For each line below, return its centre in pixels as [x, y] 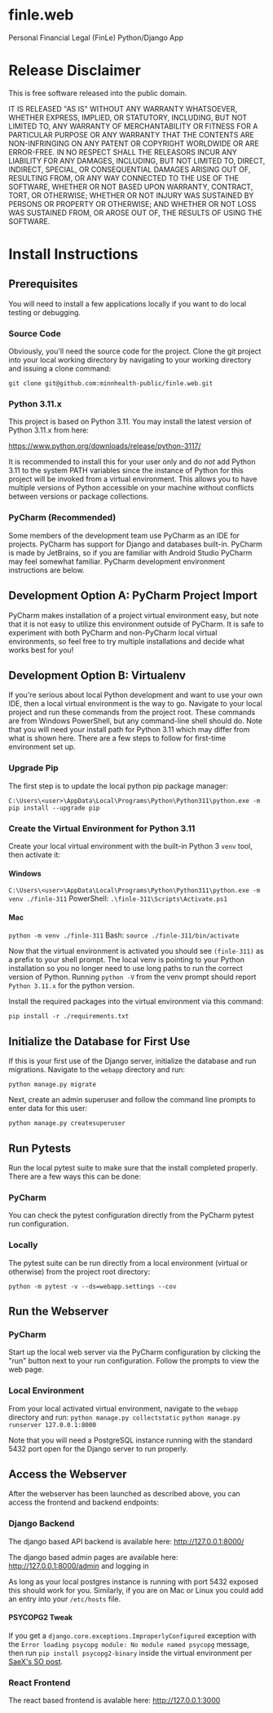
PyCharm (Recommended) [62, 517]
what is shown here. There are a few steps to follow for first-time [117, 738]
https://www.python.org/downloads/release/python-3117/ [105, 446]
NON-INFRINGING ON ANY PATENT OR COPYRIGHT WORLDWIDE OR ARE [134, 143]
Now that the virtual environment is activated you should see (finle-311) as [136, 951]
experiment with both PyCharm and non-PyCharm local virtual [113, 632]
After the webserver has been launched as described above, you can [124, 1494]
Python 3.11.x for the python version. [71, 986]
